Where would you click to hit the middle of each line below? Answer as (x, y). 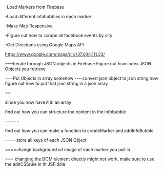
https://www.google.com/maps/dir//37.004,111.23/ (55, 54)
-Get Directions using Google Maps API (45, 45)
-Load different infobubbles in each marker (48, 16)
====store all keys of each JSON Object (46, 140)
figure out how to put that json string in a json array (57, 83)
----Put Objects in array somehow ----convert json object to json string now (82, 78)
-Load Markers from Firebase (35, 7)
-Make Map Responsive (29, 26)
